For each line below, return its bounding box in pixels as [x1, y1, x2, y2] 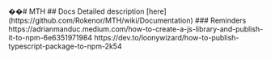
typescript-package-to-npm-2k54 [8, 41, 123, 51]
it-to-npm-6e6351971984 [8, 33, 93, 42]
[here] [146, 6, 167, 16]
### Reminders [195, 15, 247, 25]
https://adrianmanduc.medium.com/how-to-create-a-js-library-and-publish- [8, 24, 264, 34]
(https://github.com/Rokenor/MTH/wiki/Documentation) [8, 15, 194, 25]
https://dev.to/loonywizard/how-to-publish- [94, 33, 239, 42]
